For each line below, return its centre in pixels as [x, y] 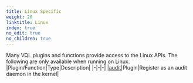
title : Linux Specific [34, 11]
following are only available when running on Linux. [68, 61]
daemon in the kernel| [33, 74]
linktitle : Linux [27, 22]
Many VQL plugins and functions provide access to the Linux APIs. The [92, 55]
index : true [21, 28]
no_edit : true [23, 33]
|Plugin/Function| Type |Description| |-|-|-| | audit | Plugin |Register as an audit [97, 68]
